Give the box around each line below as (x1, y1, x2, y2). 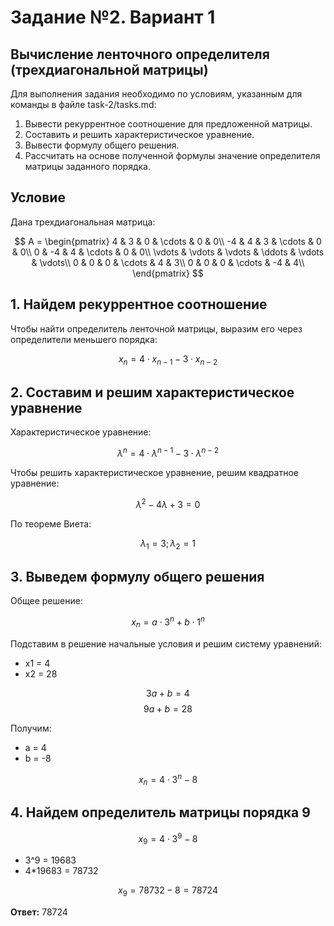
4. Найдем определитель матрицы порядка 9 (10, 804, 311, 821)
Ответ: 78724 (10, 906, 68, 918)
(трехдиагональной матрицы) (10, 61, 209, 78)
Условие (10, 189, 66, 206)
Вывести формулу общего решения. (24, 139, 180, 151)
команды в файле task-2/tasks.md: (10, 99, 157, 110)
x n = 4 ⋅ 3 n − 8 (138, 771, 198, 788)
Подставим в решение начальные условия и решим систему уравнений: (10, 637, 322, 650)
